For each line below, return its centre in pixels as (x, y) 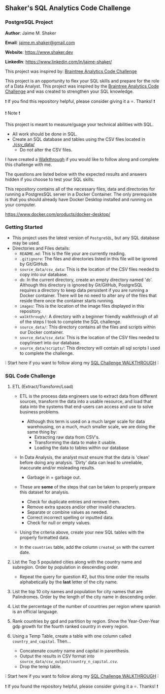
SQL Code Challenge (30, 376)
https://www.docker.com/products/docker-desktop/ (58, 214)
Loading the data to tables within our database (82, 448)
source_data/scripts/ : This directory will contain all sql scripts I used (90, 348)
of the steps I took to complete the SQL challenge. (70, 322)
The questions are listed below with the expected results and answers (76, 174)
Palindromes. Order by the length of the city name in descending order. (84, 597)
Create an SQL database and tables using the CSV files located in (79, 139)
